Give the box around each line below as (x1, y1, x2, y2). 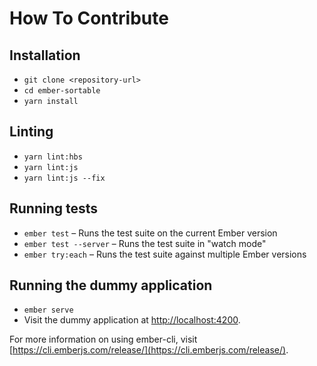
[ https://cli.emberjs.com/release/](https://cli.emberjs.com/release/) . (9, 344, 289, 356)
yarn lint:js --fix (23, 173, 106, 183)
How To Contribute (9, 7, 169, 30)
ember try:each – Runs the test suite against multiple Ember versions (23, 248, 307, 260)
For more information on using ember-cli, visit (9, 333, 198, 346)
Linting (9, 123, 54, 141)
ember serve (23, 305, 74, 316)
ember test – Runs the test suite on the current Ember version (23, 227, 278, 239)
